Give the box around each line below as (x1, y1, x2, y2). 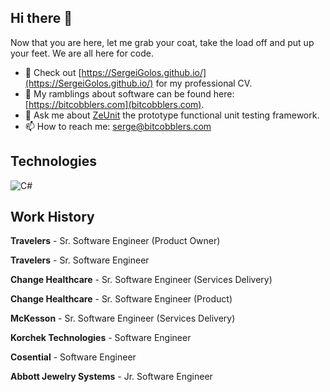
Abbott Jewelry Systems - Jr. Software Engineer (10, 371, 213, 383)
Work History (10, 209, 95, 226)
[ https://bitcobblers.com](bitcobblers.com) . (24, 98, 205, 110)
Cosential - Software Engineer (10, 351, 137, 363)
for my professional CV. (155, 77, 253, 89)
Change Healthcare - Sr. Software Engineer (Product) (10, 293, 233, 305)
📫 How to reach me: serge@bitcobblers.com (24, 120, 212, 132)
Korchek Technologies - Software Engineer (10, 332, 192, 344)
